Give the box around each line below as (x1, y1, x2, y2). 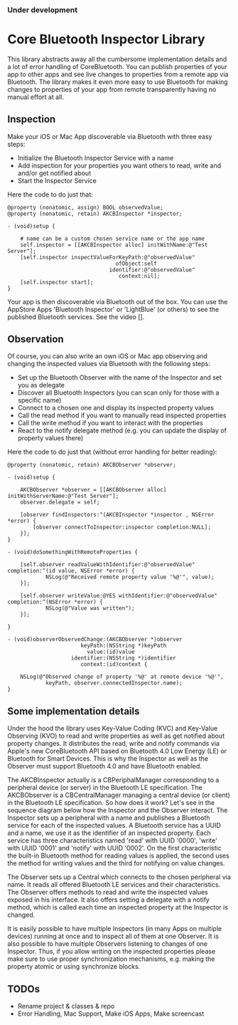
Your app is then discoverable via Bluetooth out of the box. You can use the (7, 297, 228, 306)
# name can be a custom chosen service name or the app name (20, 235, 205, 242)
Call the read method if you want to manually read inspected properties (17, 411, 227, 420)
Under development (7, 5, 78, 15)
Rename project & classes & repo (17, 1002, 115, 1011)
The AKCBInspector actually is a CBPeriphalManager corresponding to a (7, 776, 220, 784)
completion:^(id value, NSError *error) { (7, 568, 135, 575)
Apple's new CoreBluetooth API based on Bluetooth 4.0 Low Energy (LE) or (7, 746, 227, 756)
